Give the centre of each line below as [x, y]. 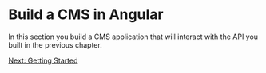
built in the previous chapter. [55, 44]
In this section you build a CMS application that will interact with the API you [133, 36]
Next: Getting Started [43, 60]
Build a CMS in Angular [86, 15]
